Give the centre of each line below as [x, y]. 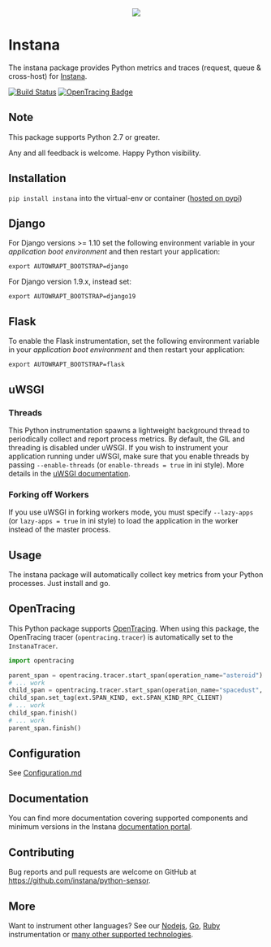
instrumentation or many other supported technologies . [101, 934]
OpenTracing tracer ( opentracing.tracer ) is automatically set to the [121, 636]
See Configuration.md [45, 773]
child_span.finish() [43, 713]
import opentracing [41, 660]
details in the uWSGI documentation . [70, 473]
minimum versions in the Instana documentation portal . [100, 827]
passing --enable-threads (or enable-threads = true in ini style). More [127, 465]
